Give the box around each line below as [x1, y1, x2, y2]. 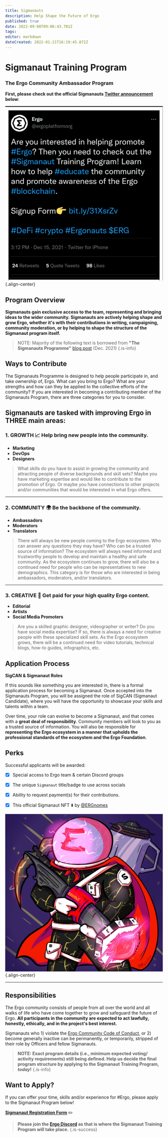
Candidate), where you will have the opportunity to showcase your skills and [5, 698, 162, 704]
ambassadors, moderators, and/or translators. [17, 575, 112, 581]
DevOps [12, 450, 30, 456]
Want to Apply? [5, 1081, 54, 1090]
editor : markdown [5, 34, 41, 39]
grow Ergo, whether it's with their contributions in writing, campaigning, [5, 320, 158, 326]
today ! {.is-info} [17, 1066, 51, 1072]
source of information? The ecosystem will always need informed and [17, 548, 161, 554]
